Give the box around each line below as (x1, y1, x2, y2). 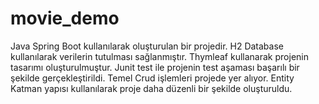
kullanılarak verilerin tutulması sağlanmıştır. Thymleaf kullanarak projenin (10, 50, 309, 62)
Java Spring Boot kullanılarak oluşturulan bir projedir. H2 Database (10, 40, 284, 52)
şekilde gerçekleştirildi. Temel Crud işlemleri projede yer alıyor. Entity (10, 72, 295, 84)
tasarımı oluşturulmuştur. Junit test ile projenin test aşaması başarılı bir (10, 61, 300, 73)
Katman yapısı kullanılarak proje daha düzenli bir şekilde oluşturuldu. (10, 82, 293, 94)
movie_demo (10, 7, 120, 30)
